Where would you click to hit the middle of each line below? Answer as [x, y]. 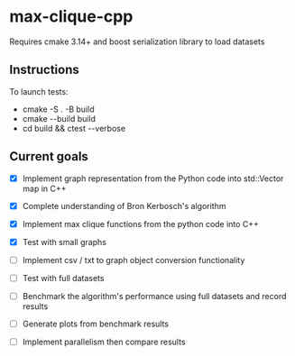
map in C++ [44, 188]
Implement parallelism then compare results [104, 342]
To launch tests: [39, 91]
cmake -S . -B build [58, 109]
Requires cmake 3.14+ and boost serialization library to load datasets [137, 41]
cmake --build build [59, 118]
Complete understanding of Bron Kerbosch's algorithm [124, 205]
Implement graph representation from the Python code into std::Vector [153, 178]
